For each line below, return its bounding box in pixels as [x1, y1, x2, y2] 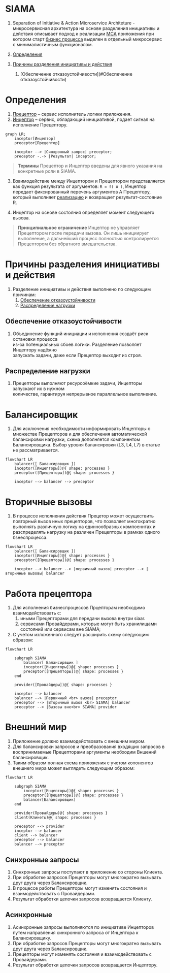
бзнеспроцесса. [12, 534, 48, 541]
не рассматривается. [12, 447, 59, 453]
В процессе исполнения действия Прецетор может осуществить [12, 513, 154, 519]
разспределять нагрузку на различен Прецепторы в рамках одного [12, 529, 160, 535]
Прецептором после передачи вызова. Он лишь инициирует [17, 230, 149, 236]
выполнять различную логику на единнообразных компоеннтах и [12, 524, 156, 530]
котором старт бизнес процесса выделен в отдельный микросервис [12, 36, 162, 42]
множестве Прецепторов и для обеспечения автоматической [12, 431, 147, 437]
